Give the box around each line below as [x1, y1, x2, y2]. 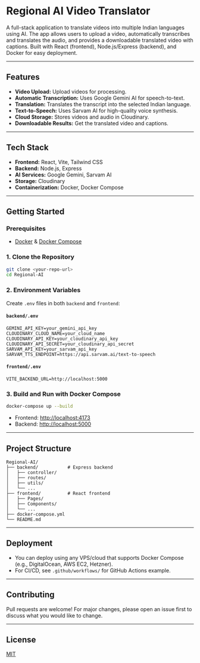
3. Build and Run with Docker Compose [6, 389, 121, 398]
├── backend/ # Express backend [6, 464, 113, 470]
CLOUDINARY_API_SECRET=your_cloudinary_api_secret [6, 341, 135, 347]
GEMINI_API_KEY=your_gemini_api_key [6, 325, 97, 331]
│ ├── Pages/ [6, 495, 44, 501]
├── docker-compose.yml [6, 511, 65, 517]
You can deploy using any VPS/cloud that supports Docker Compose [14, 554, 184, 561]
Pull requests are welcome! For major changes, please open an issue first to [6, 605, 192, 612]
